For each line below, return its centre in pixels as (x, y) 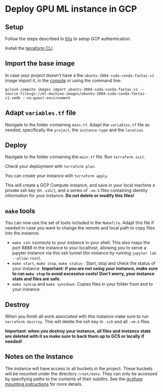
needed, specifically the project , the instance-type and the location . (75, 130)
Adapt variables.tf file (41, 113)
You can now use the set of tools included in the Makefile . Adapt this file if (80, 223)
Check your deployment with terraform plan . (50, 166)
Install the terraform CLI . (29, 48)
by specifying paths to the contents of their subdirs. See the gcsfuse (74, 379)
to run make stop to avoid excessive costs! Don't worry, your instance (83, 274)
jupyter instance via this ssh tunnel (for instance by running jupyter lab (84, 253)
